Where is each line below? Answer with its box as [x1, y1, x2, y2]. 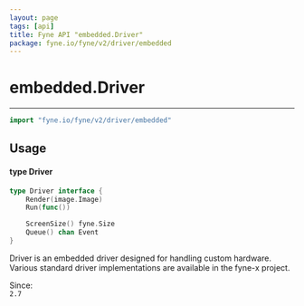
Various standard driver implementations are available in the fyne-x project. [9, 262, 290, 273]
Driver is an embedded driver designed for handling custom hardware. [9, 253, 271, 263]
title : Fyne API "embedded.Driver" [9, 30, 144, 39]
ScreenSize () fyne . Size [25, 219, 116, 229]
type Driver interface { [9, 186, 103, 196]
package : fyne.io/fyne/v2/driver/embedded [9, 38, 172, 48]
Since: [9, 280, 33, 291]
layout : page [9, 13, 59, 23]
